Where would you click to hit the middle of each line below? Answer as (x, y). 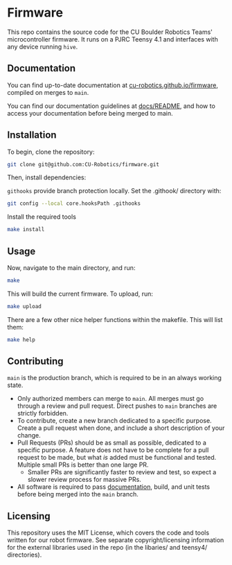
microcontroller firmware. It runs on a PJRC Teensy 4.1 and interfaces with (113, 39)
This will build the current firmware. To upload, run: (80, 294)
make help (21, 340)
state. (15, 385)
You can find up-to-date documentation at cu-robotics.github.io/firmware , (113, 85)
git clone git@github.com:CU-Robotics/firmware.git (83, 164)
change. (29, 436)
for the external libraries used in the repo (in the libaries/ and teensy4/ (107, 548)
